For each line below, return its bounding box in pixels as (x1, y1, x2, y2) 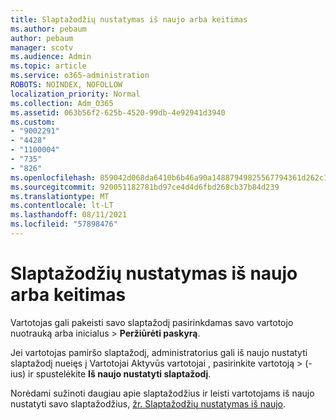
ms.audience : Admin (10, 52, 92, 62)
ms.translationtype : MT (10, 191, 110, 201)
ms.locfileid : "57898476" (10, 219, 118, 230)
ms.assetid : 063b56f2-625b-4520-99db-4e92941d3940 (10, 107, 226, 118)
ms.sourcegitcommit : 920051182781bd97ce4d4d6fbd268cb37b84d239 (10, 182, 280, 192)
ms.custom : (10, 117, 56, 127)
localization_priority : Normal (10, 89, 141, 99)
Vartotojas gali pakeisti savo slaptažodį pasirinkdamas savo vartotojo (10, 316, 294, 328)
